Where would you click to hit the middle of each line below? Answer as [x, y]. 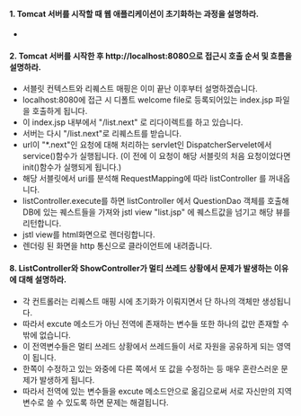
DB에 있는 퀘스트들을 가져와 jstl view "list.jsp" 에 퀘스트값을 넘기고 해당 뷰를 [156, 212]
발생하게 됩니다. [67, 380]
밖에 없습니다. [47, 335]
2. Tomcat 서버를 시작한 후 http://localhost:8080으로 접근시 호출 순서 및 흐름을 [150, 56]
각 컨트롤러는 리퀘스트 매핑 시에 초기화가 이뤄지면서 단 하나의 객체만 [141, 301]
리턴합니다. [42, 224]
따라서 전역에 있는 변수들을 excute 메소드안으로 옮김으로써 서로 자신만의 [149, 391]
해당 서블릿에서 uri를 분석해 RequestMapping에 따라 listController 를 [144, 179]
